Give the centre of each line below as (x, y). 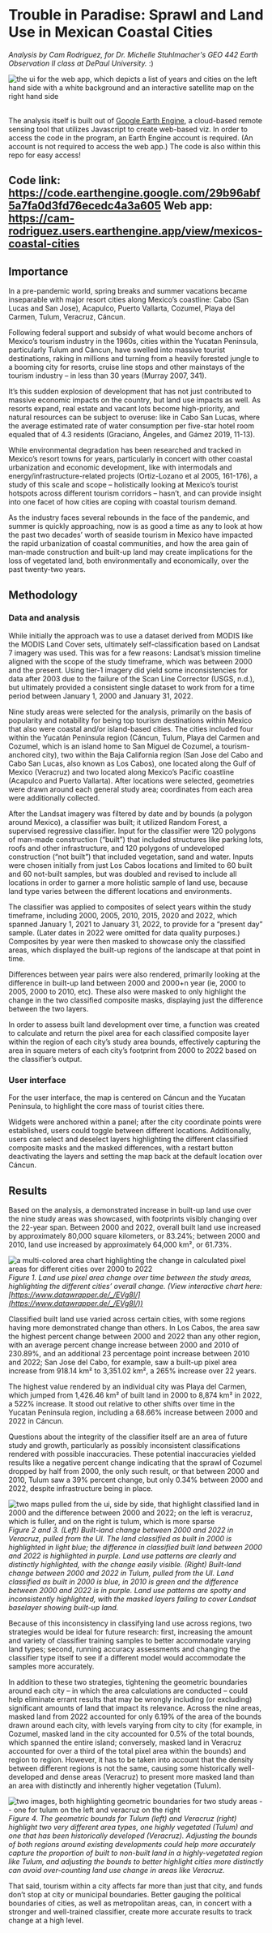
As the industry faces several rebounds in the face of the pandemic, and (129, 518)
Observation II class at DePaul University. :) (81, 63)
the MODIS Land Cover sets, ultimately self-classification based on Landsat (134, 644)
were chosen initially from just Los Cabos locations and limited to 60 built (130, 865)
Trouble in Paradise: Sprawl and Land (136, 15)
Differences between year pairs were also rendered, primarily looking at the (134, 974)
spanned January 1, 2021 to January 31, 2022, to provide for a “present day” (136, 924)
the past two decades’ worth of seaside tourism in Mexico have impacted (131, 535)
